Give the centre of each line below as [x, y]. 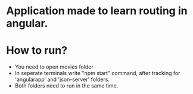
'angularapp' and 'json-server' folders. [62, 80]
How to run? [37, 51]
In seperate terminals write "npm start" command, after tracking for [97, 73]
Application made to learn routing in [97, 11]
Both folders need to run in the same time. [66, 86]
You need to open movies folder [54, 67]
